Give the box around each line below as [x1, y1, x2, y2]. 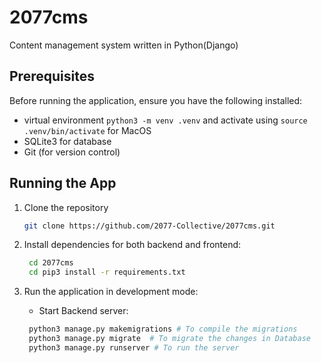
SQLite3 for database [23, 135, 112, 147]
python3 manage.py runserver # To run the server [28, 342, 240, 353]
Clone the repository [23, 201, 109, 213]
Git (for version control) [23, 146, 121, 158]
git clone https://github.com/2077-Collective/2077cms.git [23, 221, 276, 231]
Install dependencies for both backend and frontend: [23, 239, 242, 251]
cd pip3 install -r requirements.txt [28, 267, 186, 278]
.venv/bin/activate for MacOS [23, 124, 152, 136]
